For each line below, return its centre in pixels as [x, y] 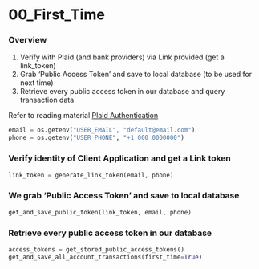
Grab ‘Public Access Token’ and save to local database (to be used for [136, 75]
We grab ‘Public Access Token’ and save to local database [124, 196]
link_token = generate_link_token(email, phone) [91, 175]
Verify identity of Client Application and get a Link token [119, 158]
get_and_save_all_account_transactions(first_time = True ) [105, 257]
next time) [36, 83]
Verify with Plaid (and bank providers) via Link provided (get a [122, 57]
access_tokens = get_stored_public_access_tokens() [96, 249]
